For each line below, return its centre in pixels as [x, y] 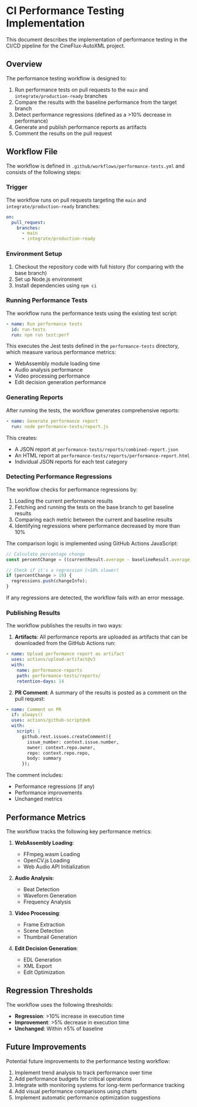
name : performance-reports [50, 670]
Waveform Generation [50, 896]
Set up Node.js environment [48, 279]
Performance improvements [48, 793]
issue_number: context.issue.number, [73, 742]
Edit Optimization [44, 972]
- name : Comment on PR [34, 709]
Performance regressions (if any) [55, 786]
